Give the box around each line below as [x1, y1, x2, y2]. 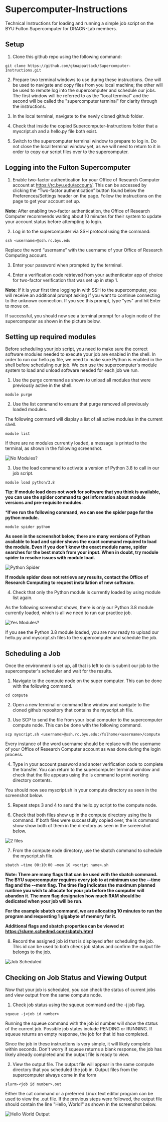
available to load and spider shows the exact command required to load [5, 539, 157, 545]
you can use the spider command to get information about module [5, 494, 146, 500]
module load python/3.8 [5, 480, 55, 485]
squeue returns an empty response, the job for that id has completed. [5, 1031, 149, 1037]
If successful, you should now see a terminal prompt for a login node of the [5, 312, 160, 318]
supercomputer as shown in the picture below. [5, 318, 101, 324]
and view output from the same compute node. [5, 992, 102, 998]
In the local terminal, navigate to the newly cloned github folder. [12, 113, 144, 119]
